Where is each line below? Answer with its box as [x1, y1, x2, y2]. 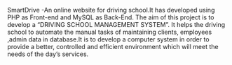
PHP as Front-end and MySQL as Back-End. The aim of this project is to [7, 13, 214, 21]
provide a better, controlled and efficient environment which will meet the [7, 43, 219, 50]
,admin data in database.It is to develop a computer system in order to [7, 35, 210, 44]
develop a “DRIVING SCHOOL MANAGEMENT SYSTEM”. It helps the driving [7, 21, 226, 28]
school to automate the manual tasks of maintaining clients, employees [7, 28, 212, 36]
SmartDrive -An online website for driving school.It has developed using [7, 6, 215, 14]
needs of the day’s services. [7, 50, 89, 58]
